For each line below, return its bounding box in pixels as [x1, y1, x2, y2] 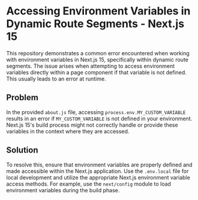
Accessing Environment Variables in [6, 4, 191, 18]
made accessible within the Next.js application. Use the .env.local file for [6, 167, 189, 175]
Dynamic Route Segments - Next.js [6, 17, 185, 31]
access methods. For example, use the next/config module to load [6, 180, 171, 187]
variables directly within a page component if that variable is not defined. [6, 68, 187, 76]
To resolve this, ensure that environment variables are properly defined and [6, 161, 193, 168]
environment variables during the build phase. [6, 186, 120, 193]
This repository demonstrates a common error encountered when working [6, 49, 190, 56]
